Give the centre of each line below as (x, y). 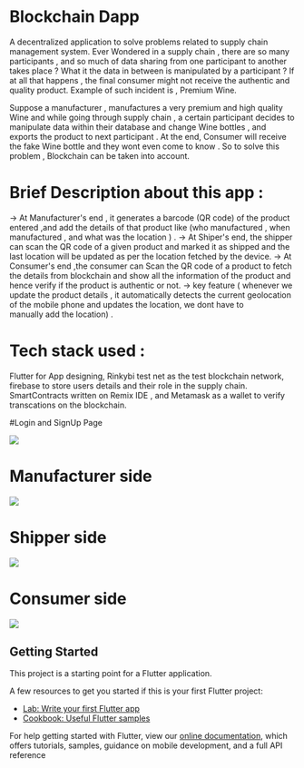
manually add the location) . (61, 314)
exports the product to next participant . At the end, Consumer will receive (148, 136)
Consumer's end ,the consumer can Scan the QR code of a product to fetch (151, 266)
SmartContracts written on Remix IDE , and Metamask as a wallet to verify (147, 395)
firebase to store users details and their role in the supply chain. (128, 385)
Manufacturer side (81, 476)
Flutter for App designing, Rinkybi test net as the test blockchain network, (147, 376)
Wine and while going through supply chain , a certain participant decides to (152, 117)
